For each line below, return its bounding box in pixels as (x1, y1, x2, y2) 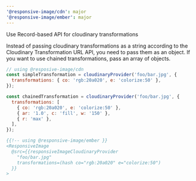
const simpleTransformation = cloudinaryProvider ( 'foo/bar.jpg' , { (6, 72, 178, 78)
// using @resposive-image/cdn (6, 66, 84, 72)
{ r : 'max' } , (17, 116, 52, 122)
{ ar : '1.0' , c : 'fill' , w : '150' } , (17, 110, 111, 116)
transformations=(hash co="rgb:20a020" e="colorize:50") (17, 160, 161, 166)
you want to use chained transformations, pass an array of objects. (6, 55, 171, 62)
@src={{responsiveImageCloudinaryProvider (11, 148, 119, 155)
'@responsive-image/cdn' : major (6, 8, 86, 15)
